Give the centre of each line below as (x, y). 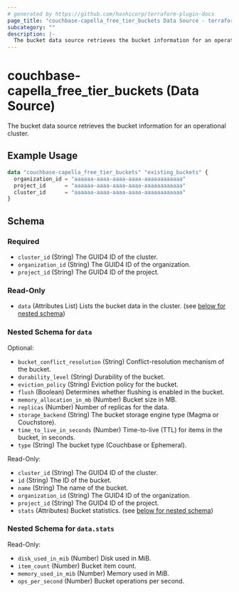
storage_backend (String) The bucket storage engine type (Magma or (118, 414)
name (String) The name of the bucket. (73, 488)
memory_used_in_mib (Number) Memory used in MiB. (93, 573)
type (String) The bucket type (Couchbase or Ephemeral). (102, 445)
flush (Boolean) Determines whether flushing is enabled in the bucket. (121, 392)
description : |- (31, 34)
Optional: (21, 347)
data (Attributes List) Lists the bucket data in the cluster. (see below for (122, 306)
